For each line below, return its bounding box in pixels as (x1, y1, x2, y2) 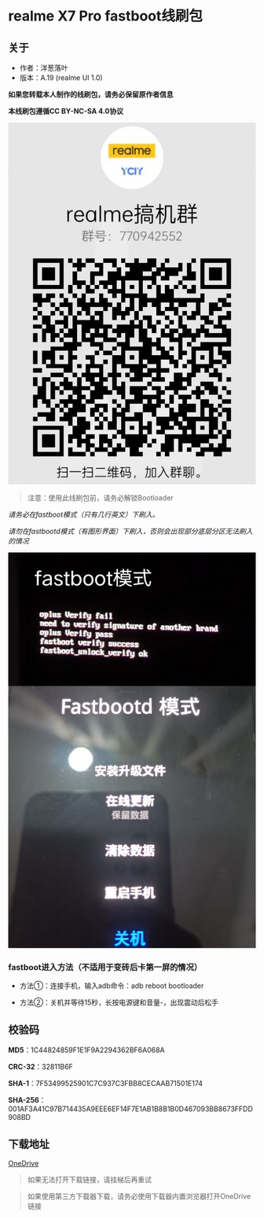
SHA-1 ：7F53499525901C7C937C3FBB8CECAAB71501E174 (8, 1079, 203, 1088)
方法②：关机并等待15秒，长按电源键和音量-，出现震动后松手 (19, 998, 218, 1008)
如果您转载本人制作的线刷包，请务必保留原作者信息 (8, 90, 174, 99)
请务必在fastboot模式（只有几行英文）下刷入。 (8, 510, 159, 519)
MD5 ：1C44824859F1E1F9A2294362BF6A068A (8, 1045, 165, 1055)
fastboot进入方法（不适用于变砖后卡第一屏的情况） (8, 962, 203, 973)
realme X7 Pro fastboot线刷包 (8, 7, 203, 25)
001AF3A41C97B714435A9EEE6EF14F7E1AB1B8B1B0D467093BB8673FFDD (8, 1104, 254, 1114)
